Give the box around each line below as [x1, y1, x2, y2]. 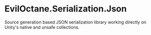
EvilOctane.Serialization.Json [4, 3, 127, 14]
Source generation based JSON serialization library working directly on [4, 19, 147, 25]
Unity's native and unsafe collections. [4, 24, 79, 30]
